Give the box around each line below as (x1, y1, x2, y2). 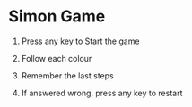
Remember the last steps (21, 70, 114, 81)
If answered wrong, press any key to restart (21, 87, 183, 98)
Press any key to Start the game (21, 36, 140, 46)
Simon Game (8, 6, 106, 27)
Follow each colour (21, 53, 92, 63)
